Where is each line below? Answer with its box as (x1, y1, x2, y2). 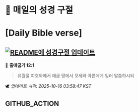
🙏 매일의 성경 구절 (5, 4, 73, 16)
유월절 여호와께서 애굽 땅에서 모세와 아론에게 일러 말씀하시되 (17, 73, 135, 79)
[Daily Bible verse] (5, 28, 82, 38)
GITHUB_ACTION (5, 99, 60, 108)
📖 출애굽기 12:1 (5, 62, 35, 68)
